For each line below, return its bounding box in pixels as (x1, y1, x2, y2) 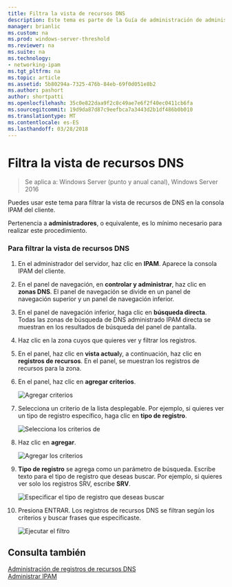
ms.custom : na (8, 29, 49, 37)
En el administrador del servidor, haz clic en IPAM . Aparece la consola (17, 259, 218, 267)
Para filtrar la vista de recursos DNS (8, 244, 130, 254)
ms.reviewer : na (8, 42, 54, 49)
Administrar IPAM (8, 573, 57, 581)
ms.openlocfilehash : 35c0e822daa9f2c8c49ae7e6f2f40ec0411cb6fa (8, 100, 193, 107)
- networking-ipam (8, 61, 61, 68)
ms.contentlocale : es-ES (8, 119, 79, 126)
